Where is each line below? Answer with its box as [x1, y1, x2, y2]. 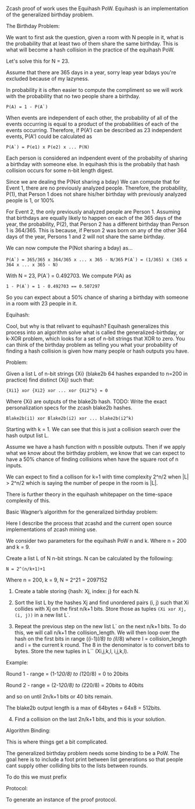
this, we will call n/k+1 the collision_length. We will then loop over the [14, 629, 180, 636]
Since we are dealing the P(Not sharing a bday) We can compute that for [6, 178, 180, 185]
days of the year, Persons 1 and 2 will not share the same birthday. [6, 233, 165, 240]
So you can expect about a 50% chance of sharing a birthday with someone [6, 294, 189, 301]
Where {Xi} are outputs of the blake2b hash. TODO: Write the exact [6, 398, 167, 405]
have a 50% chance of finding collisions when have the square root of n [6, 456, 179, 463]
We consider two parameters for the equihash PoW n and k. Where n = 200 [6, 538, 187, 544]
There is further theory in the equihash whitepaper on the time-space [6, 491, 173, 498]
